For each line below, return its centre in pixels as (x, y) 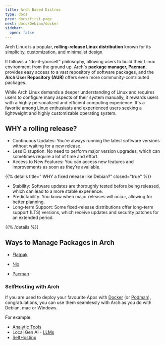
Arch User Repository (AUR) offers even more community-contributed (77, 77)
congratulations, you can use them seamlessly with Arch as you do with (78, 302)
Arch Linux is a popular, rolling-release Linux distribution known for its (78, 47)
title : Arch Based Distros (33, 10)
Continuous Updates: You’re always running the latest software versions (86, 140)
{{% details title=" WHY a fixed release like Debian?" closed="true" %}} (78, 176)
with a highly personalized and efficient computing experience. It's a (75, 103)
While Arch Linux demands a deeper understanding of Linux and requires (80, 92)
